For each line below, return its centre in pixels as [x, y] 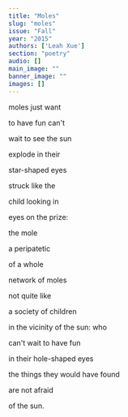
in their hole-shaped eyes [51, 359]
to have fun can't [37, 123]
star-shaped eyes [38, 170]
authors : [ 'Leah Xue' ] [47, 46]
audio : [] [25, 62]
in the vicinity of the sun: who [58, 327]
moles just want [35, 107]
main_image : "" [34, 69]
